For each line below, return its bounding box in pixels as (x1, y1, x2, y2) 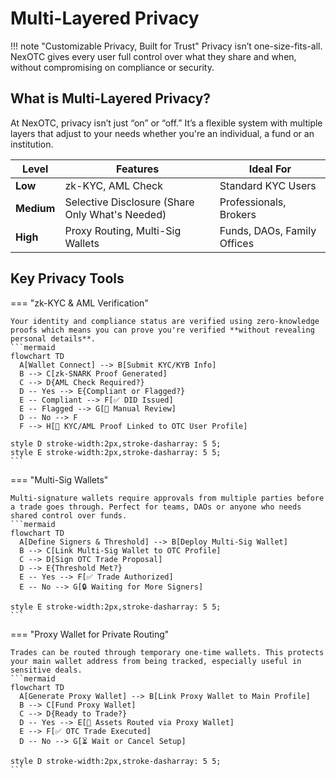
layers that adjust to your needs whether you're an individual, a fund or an (10, 127, 315, 139)
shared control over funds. (10, 510, 128, 521)
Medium (15, 201, 56, 215)
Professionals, (219, 195, 287, 209)
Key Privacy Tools (10, 270, 125, 287)
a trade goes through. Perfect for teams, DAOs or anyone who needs (10, 502, 302, 512)
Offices (219, 236, 255, 250)
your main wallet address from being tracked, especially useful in (10, 656, 302, 666)
